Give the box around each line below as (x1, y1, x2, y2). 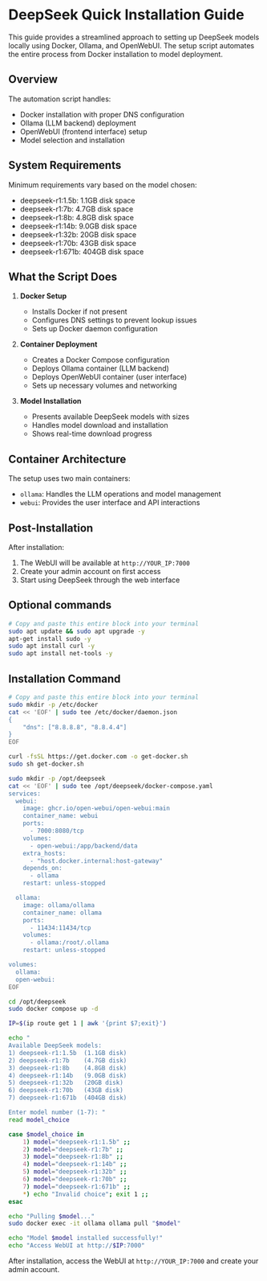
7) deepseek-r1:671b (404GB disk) (8, 1094, 127, 1102)
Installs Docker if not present (31, 307, 127, 317)
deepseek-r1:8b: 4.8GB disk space (19, 212, 135, 222)
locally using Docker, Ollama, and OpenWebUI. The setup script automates (8, 40, 255, 50)
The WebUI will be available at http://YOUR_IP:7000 (19, 558, 190, 568)
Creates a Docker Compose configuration (31, 355, 170, 365)
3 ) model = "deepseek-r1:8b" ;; (22, 1152, 124, 1161)
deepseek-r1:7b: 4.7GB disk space (19, 203, 134, 214)
